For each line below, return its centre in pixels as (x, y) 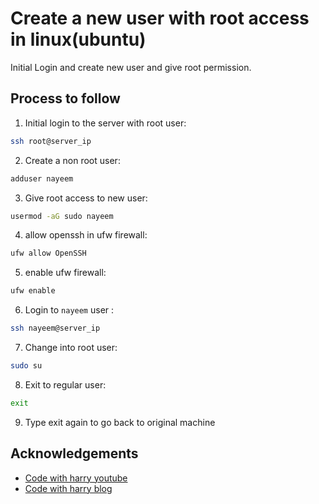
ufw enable (33, 291)
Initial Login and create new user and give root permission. (131, 67)
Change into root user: (71, 347)
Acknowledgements (74, 453)
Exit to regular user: (65, 384)
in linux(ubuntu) (78, 39)
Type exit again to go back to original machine (120, 422)
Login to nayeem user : (69, 310)
